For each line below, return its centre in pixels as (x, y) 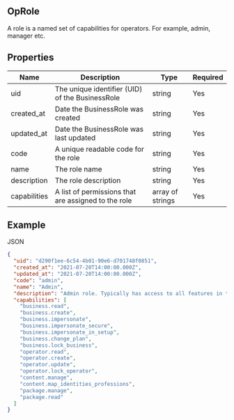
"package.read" (42, 397)
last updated (75, 137)
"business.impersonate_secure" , (67, 326)
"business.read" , (45, 306)
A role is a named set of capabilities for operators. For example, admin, (109, 28)
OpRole (24, 11)
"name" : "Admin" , (39, 287)
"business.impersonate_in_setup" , (70, 332)
